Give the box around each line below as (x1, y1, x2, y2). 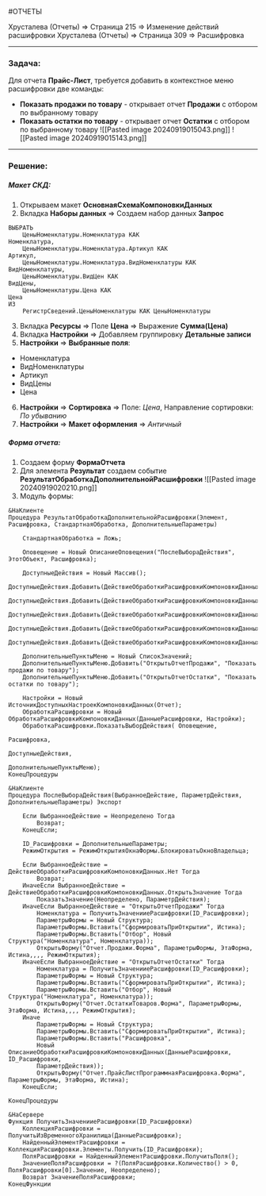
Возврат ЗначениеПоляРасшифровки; (22, 1174, 136, 1182)
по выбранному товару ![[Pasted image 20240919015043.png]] (19, 125, 231, 134)
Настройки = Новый (22, 694, 83, 702)
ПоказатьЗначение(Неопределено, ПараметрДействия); (36, 896, 211, 904)
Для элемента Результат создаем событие (19, 466, 168, 475)
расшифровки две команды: (8, 84, 104, 94)
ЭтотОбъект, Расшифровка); (8, 556, 97, 563)
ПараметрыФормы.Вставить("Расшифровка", (36, 1035, 172, 1043)
